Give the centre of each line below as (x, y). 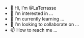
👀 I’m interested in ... (32, 13)
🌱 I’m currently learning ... (37, 19)
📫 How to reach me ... (34, 30)
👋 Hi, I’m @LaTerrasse (33, 8)
